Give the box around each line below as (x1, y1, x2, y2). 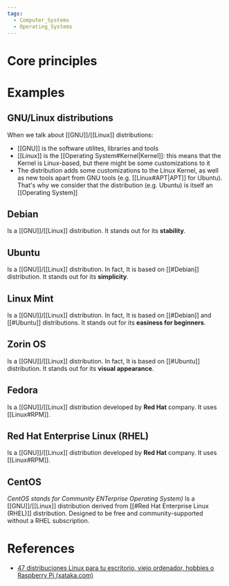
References (7, 541, 75, 557)
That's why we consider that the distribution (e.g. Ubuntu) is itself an (17, 181, 213, 189)
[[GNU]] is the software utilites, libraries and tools (17, 144, 159, 153)
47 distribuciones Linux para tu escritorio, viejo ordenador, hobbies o (17, 564, 214, 572)
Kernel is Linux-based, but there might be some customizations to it (17, 159, 210, 167)
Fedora (7, 384, 38, 396)
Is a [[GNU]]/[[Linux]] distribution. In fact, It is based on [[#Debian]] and (7, 311, 212, 319)
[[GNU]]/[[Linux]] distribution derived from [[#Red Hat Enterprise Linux (7, 502, 209, 510)
